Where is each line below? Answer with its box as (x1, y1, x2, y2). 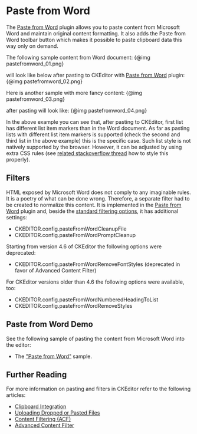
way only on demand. (6, 42, 59, 50)
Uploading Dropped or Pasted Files (14, 409, 100, 416)
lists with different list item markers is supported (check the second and (6, 131, 180, 138)
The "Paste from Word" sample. (14, 353, 93, 360)
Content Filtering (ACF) (14, 416, 71, 423)
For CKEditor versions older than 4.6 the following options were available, (6, 278, 185, 285)
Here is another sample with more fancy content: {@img (6, 89, 143, 96)
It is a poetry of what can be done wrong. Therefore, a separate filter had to (6, 195, 190, 202)
